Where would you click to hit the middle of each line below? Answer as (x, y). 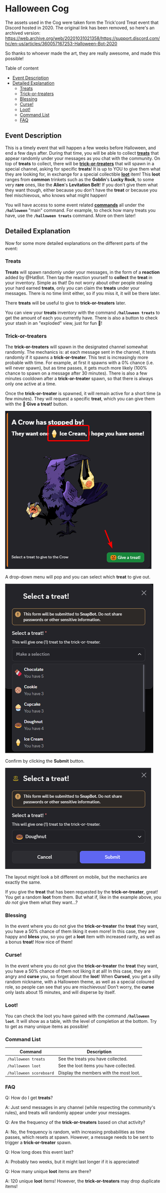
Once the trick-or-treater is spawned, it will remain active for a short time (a (83, 394)
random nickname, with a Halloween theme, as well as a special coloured (80, 982)
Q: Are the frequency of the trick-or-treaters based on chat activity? (75, 1122)
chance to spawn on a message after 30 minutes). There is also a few (76, 373)
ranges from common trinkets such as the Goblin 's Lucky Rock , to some (80, 179)
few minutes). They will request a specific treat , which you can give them (80, 399)
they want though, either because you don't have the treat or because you (81, 190)
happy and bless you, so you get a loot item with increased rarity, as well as (83, 937)
